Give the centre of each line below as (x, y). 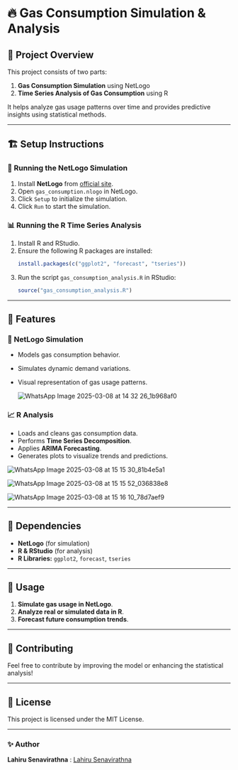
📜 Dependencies (44, 526)
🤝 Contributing (40, 648)
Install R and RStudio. (49, 243)
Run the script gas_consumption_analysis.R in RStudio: (97, 277)
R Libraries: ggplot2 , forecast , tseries (74, 558)
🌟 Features (32, 319)
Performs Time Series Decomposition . (75, 440)
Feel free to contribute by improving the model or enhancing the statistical (115, 666)
